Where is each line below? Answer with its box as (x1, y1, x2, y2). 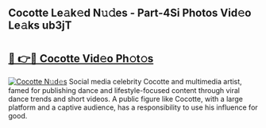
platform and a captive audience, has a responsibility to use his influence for (8, 103, 258, 112)
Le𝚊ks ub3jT (8, 19, 72, 33)
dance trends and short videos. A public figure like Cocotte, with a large (8, 95, 244, 103)
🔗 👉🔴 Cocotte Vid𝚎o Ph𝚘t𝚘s (8, 52, 154, 65)
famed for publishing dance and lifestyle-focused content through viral (8, 86, 241, 95)
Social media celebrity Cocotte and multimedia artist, (68, 77, 242, 86)
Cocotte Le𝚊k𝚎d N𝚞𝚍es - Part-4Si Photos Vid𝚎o (8, 6, 252, 20)
